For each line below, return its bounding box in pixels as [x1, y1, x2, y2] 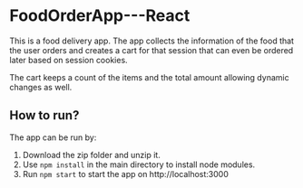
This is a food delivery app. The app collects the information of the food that [9, 35, 295, 46]
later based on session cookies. [9, 54, 129, 65]
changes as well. [9, 81, 73, 92]
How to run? [9, 108, 80, 123]
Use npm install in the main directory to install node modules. [22, 159, 256, 170]
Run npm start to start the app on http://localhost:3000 [22, 168, 229, 179]
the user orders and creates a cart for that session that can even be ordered [9, 44, 294, 55]
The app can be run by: [9, 132, 97, 143]
